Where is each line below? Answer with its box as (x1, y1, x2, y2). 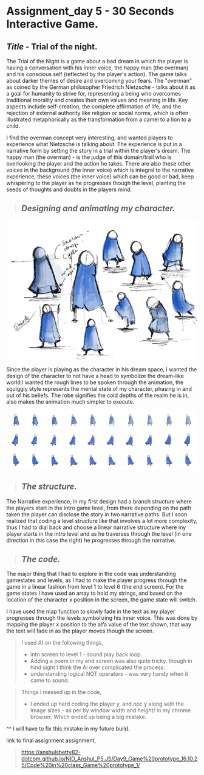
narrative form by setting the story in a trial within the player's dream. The (6, 147, 191, 154)
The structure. (21, 482, 77, 492)
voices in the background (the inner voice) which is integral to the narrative (6, 166, 194, 174)
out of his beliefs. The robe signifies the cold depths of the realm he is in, (6, 391, 189, 399)
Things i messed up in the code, (21, 689, 102, 696)
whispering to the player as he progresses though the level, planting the (6, 180, 186, 186)
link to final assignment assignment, (6, 737, 96, 744)
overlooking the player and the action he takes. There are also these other (6, 160, 191, 167)
